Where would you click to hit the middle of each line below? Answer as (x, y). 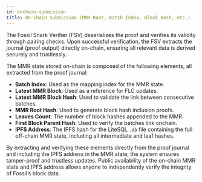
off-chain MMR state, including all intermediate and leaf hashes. (95, 136)
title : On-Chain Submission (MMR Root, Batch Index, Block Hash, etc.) (98, 18)
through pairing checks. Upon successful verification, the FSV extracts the (99, 41)
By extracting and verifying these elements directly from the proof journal (98, 147)
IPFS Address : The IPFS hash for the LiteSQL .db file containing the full (104, 129)
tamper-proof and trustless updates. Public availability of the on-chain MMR (101, 160)
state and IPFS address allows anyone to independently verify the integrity (99, 167)
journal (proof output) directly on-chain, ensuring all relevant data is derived (101, 48)
